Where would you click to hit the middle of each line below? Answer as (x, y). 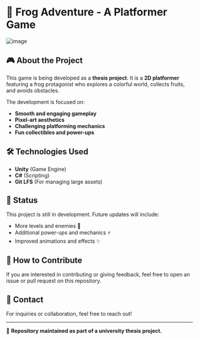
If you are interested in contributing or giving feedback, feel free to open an (98, 275)
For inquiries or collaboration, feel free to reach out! (69, 314)
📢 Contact (25, 299)
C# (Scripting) (32, 175)
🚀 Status (22, 200)
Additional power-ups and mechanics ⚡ (63, 233)
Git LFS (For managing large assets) (58, 182)
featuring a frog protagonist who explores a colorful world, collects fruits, (96, 84)
